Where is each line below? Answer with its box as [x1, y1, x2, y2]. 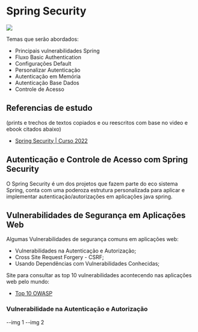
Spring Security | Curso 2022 [14, 137, 88, 144]
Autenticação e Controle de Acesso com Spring [6, 155, 188, 165]
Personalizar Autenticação [14, 66, 81, 74]
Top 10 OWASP [14, 290, 53, 297]
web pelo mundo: [6, 278, 50, 286]
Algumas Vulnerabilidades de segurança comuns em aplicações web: [6, 236, 179, 243]
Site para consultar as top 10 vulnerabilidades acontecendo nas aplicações [6, 272, 192, 279]
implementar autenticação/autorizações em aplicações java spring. [6, 193, 173, 200]
